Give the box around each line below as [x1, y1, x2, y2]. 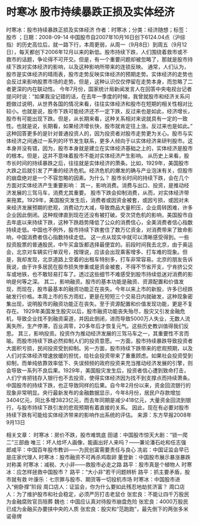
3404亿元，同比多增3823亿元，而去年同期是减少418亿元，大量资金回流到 [6, 396, 187, 404]
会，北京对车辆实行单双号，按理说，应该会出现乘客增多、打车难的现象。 [6, 248, 182, 255]
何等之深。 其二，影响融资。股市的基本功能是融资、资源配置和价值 [16, 278, 179, 285]
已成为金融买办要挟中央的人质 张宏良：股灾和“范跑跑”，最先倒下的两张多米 [6, 505, 189, 513]
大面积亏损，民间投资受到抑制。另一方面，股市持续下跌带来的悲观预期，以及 [6, 344, 193, 351]
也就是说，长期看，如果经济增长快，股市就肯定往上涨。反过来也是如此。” [16, 122, 193, 129]
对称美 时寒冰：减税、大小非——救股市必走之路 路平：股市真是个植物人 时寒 [6, 460, 192, 468]
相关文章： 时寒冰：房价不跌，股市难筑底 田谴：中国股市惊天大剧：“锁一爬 [6, 431, 188, 438]
